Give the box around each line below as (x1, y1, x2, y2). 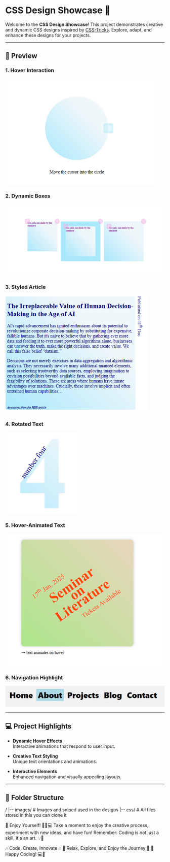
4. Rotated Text (5, 420, 44, 427)
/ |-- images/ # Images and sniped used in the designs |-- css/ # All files (5, 807, 156, 813)
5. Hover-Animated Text (5, 522, 65, 529)
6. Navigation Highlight (5, 674, 63, 681)
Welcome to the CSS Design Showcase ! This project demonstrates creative (5, 21, 163, 27)
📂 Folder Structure (5, 793, 64, 802)
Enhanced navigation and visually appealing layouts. (12, 774, 122, 780)
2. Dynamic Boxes (5, 192, 51, 200)
